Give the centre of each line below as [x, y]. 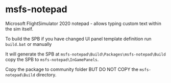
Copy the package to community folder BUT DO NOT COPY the [72, 69]
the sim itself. [19, 29]
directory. [46, 74]
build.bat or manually [29, 44]
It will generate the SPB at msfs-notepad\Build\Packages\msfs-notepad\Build [86, 54]
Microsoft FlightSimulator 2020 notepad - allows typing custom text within [83, 23]
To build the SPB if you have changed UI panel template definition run [78, 39]
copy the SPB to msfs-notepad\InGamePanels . [52, 59]
